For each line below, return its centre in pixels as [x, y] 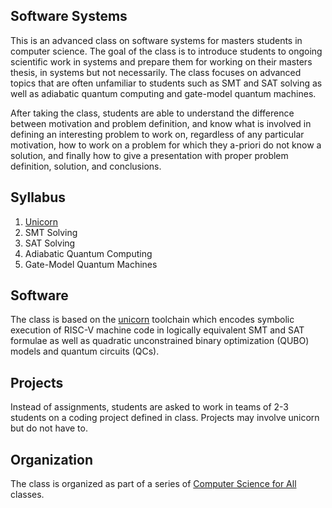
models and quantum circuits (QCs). [85, 351]
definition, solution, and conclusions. [86, 166]
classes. [27, 495]
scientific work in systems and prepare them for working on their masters [161, 61]
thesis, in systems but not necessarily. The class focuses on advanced [156, 72]
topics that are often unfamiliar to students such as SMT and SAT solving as [166, 83]
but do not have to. [49, 428]
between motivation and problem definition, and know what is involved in [161, 123]
